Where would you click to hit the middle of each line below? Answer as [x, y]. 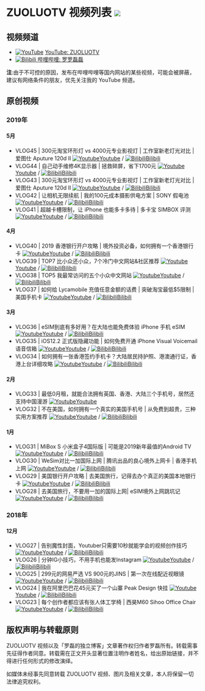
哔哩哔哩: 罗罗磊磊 [60, 59]
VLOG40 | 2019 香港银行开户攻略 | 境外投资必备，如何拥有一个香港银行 [104, 246]
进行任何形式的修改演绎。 [44, 661]
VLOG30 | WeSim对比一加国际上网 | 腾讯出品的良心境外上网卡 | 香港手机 [106, 461]
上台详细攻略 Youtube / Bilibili [81, 364]
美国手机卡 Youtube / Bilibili [74, 297]
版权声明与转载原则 [42, 630]
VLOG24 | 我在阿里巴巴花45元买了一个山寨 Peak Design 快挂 [92, 588]
